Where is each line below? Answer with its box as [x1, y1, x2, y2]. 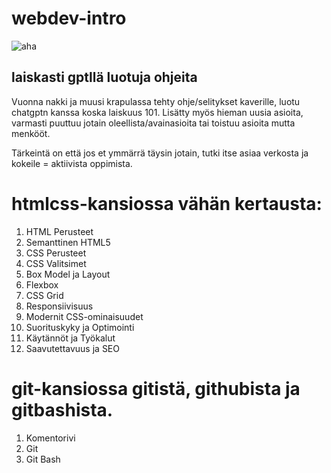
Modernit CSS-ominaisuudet [25, 310, 144, 322]
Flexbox [25, 278, 59, 291]
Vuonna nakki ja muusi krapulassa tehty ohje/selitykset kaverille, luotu [11, 95, 301, 107]
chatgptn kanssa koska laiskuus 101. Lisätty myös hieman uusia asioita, [11, 106, 304, 118]
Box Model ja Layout [25, 268, 111, 280]
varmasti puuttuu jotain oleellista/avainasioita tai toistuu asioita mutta [11, 117, 296, 129]
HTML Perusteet [25, 225, 94, 237]
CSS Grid [25, 289, 64, 301]
